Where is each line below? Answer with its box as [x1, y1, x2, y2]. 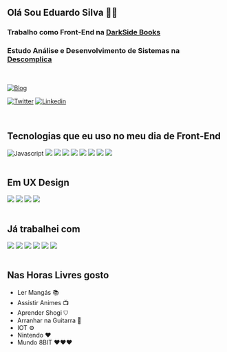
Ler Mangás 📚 [17, 288, 60, 296]
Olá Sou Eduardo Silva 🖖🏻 [7, 7, 118, 19]
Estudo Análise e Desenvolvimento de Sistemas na [7, 46, 180, 56]
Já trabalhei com [7, 223, 80, 235]
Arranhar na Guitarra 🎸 [17, 316, 82, 324]
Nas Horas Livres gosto [7, 269, 109, 281]
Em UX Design [7, 176, 70, 188]
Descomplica [7, 54, 52, 64]
